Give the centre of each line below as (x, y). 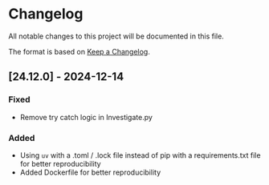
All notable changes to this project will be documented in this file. (116, 36)
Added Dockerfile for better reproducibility (90, 172)
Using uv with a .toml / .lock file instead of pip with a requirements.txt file (140, 155)
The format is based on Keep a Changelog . (79, 51)
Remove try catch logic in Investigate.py (86, 117)
